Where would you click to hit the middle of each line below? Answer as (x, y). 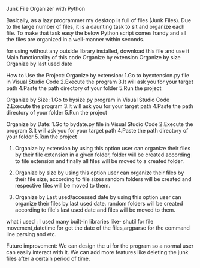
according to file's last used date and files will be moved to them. (95, 210)
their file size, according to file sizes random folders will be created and (103, 179)
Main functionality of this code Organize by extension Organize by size (93, 57)
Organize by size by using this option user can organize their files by (99, 173)
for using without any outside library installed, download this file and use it (98, 51)
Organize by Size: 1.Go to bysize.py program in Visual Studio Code (88, 100)
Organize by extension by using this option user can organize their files (103, 148)
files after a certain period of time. (48, 258)
